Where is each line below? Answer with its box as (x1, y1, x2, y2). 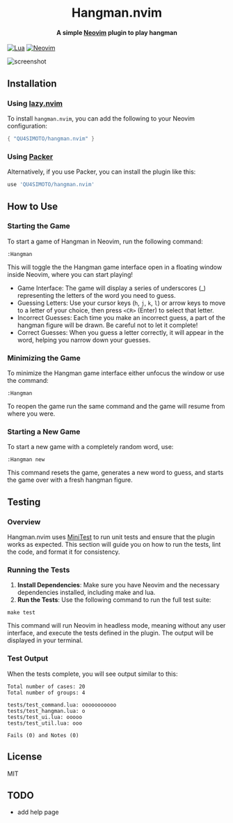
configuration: (7, 122, 47, 130)
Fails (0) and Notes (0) (7, 732, 79, 739)
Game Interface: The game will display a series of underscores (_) (17, 284, 207, 292)
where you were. (7, 409, 56, 418)
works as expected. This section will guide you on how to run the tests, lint (7, 541, 221, 549)
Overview (7, 517, 41, 527)
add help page (17, 808, 59, 817)
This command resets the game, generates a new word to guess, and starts (7, 469, 224, 477)
